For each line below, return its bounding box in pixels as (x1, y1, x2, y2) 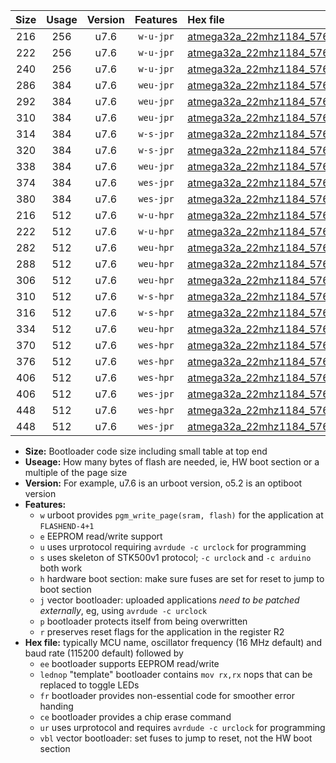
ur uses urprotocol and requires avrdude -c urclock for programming (39, 722, 326, 733)
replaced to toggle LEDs (39, 679, 140, 691)
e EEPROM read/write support (39, 530, 163, 542)
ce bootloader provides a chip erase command (39, 711, 232, 723)
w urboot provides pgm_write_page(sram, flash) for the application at (39, 509, 324, 521)
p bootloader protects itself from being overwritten (39, 615, 248, 627)
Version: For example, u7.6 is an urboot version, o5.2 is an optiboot (24, 477, 303, 489)
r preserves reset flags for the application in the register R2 (39, 626, 285, 638)
